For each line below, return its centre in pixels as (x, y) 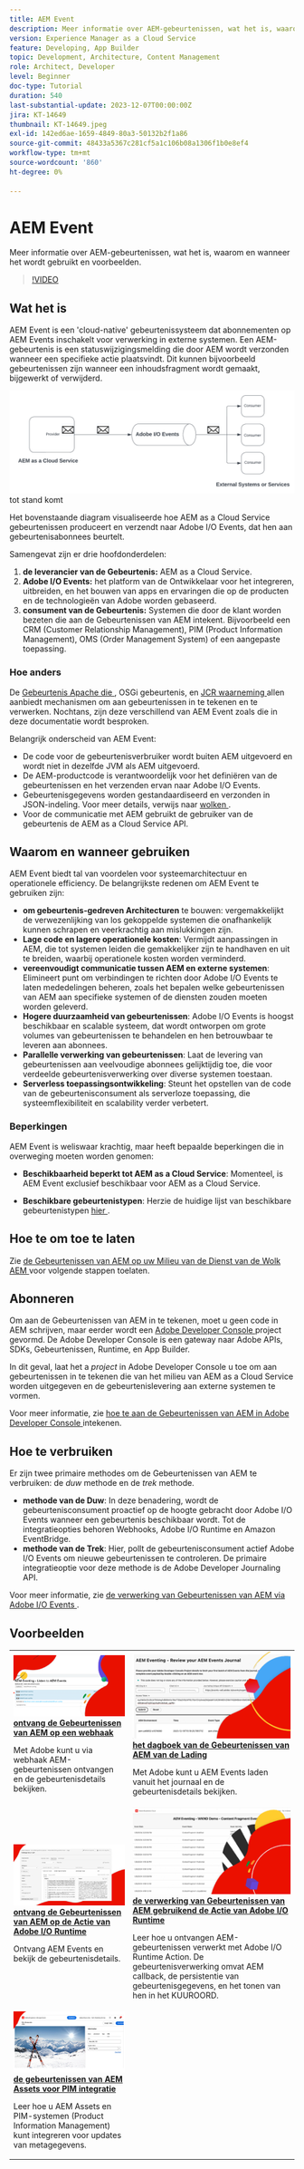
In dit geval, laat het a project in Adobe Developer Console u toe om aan (143, 1367)
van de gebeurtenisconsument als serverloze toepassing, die (136, 1094)
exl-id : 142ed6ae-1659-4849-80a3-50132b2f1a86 (99, 134)
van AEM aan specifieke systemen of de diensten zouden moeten (145, 998)
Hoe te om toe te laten (72, 1239)
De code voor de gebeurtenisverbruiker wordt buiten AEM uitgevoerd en (157, 756)
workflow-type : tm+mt (50, 153)
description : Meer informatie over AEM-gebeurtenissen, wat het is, (141, 29)
